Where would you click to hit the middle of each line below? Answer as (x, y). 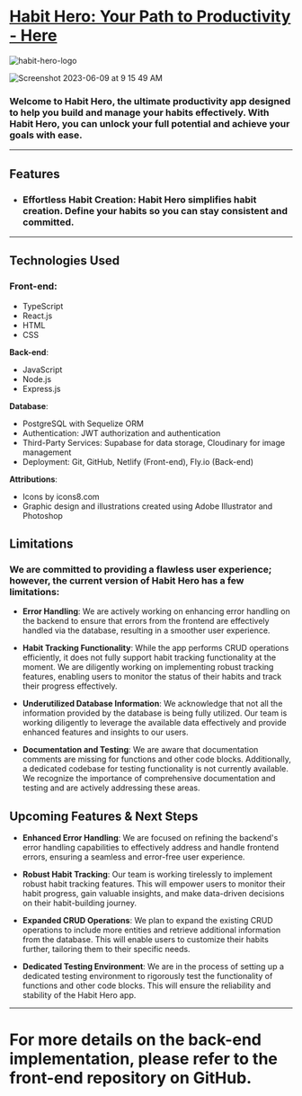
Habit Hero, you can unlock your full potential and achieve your (150, 123)
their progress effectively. (70, 686)
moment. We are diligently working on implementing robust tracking (148, 667)
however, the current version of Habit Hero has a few (127, 580)
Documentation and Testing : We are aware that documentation (140, 750)
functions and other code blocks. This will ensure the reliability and (147, 985)
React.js (37, 316)
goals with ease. (46, 135)
